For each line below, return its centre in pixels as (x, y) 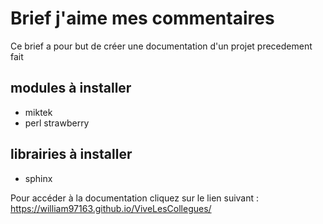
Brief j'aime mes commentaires (142, 18)
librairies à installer (71, 154)
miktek (38, 112)
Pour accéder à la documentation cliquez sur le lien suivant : (135, 198)
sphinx (38, 178)
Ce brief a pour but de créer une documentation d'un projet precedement (161, 46)
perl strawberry (57, 123)
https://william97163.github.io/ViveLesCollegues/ (111, 208)
